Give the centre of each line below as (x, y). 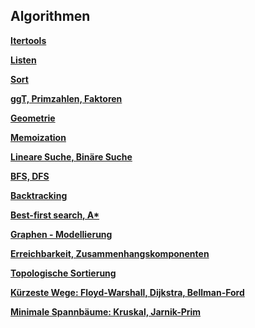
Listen (23, 60)
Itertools (28, 40)
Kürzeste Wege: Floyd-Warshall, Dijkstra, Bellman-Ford (127, 292)
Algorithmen (50, 16)
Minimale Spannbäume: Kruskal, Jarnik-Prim (106, 311)
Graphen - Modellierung (61, 234)
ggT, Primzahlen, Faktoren (66, 98)
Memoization (38, 137)
